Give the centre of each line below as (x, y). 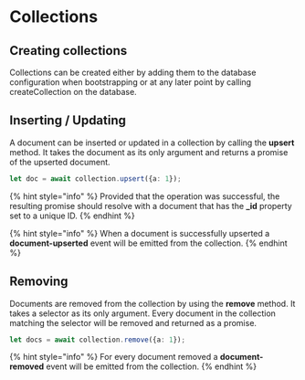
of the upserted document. (60, 162)
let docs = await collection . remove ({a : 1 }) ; (97, 340)
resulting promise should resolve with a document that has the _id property (151, 206)
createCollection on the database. (73, 92)
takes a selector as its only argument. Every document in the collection (143, 313)
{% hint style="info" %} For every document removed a (114, 357)
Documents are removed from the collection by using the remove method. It (152, 303)
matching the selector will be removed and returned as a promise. (133, 322)
